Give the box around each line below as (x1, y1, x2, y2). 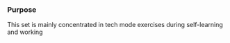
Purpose (7, 5, 37, 15)
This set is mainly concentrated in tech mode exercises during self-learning (7, 21, 224, 29)
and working (7, 28, 43, 36)
